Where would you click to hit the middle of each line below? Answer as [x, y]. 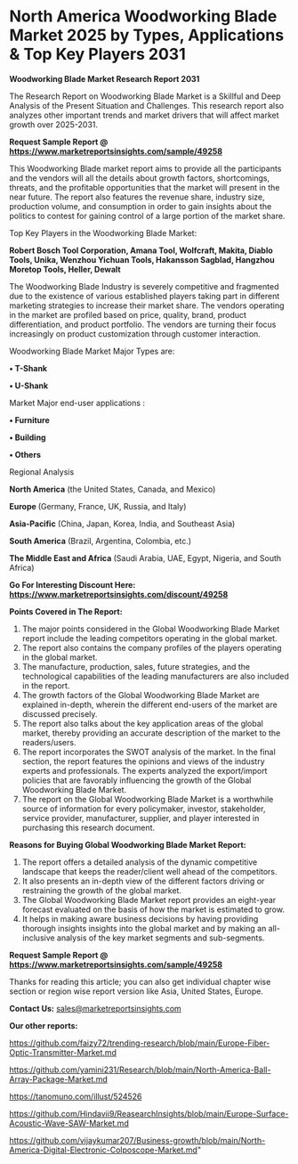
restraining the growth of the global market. [102, 890]
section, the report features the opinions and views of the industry [143, 761]
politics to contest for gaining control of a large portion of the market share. [147, 216]
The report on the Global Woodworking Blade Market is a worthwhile [148, 799]
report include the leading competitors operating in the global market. [149, 638]
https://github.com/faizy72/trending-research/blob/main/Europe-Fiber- [140, 1043]
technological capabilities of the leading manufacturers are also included [155, 676]
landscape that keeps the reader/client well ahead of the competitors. [149, 871]
